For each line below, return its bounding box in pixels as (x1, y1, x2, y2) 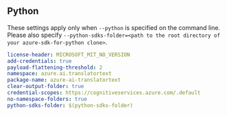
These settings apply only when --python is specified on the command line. (7, 23, 221, 31)
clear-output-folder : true (7, 83, 84, 90)
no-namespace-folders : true (7, 96, 88, 102)
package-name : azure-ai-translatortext (7, 76, 121, 84)
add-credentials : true (7, 57, 72, 64)
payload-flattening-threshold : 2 (7, 64, 103, 71)
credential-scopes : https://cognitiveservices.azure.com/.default (7, 89, 201, 96)
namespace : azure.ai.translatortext (7, 70, 112, 77)
